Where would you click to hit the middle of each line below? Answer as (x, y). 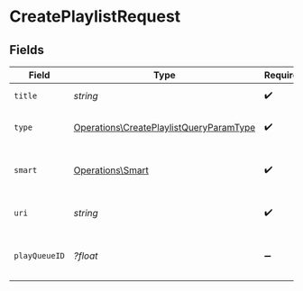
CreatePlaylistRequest (95, 17)
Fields (27, 50)
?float (86, 256)
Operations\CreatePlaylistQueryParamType (165, 127)
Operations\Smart (111, 170)
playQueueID (40, 255)
